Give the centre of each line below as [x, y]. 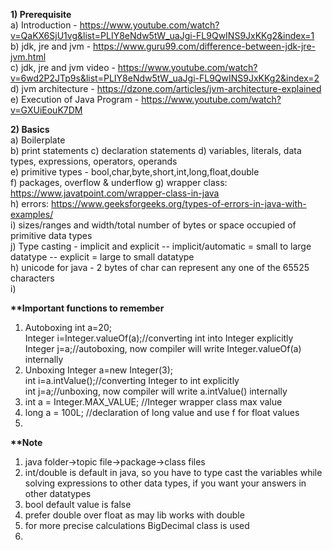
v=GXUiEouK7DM [46, 110]
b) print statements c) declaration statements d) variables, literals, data [156, 150]
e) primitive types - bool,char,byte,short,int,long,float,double [135, 172]
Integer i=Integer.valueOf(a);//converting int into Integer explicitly [159, 338]
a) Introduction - [44, 25]
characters [32, 278]
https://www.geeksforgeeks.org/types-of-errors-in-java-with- [179, 203]
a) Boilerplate [38, 140]
